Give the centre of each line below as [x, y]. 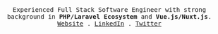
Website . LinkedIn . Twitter [109, 24]
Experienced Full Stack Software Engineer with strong [109, 10]
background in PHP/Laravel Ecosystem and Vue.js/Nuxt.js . [109, 17]
